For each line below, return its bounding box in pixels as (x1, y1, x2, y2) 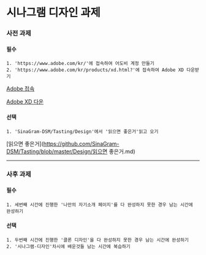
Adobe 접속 (6, 85, 35, 93)
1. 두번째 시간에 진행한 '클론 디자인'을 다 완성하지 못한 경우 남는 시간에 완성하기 (6, 237, 189, 243)
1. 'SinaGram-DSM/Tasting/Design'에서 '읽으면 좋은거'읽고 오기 (6, 128, 159, 135)
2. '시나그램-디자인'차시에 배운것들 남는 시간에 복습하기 (6, 243, 131, 249)
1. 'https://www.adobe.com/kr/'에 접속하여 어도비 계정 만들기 (6, 61, 154, 67)
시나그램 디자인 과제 (6, 6, 101, 20)
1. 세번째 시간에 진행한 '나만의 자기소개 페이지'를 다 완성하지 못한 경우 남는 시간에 (6, 202, 193, 208)
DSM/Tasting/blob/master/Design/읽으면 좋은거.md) (6, 148, 136, 155)
